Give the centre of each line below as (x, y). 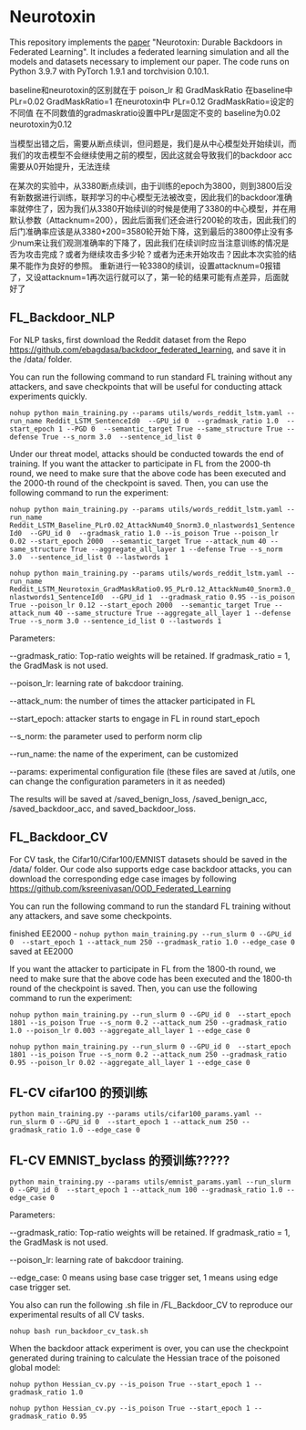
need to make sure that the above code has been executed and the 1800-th (151, 978)
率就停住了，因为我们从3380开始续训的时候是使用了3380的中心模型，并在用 (153, 208)
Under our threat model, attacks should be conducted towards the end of (147, 454)
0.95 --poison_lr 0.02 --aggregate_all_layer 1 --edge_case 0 (130, 1062)
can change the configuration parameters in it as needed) (117, 781)
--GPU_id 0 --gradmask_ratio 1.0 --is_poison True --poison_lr (154, 533)
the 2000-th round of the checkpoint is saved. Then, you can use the (139, 483)
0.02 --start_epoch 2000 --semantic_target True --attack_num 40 (138, 541)
